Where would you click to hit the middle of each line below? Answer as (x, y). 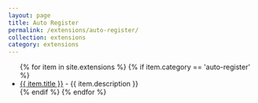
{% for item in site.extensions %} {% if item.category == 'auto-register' (135, 67)
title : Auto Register (44, 23)
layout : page (29, 15)
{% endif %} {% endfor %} (63, 92)
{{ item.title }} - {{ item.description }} (79, 84)
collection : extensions (47, 37)
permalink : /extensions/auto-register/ (74, 30)
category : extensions (44, 45)
